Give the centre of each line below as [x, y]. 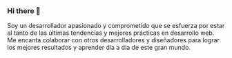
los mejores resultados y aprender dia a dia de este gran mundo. [99, 48]
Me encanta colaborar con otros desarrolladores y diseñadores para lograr [113, 40]
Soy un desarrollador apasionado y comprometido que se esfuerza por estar [116, 26]
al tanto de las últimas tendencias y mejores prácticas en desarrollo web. [111, 33]
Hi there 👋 [24, 11]
